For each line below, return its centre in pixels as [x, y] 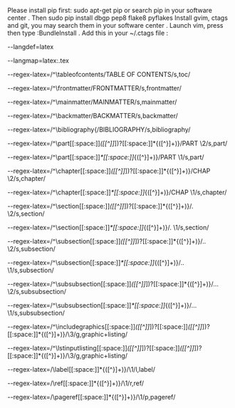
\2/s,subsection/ [31, 249]
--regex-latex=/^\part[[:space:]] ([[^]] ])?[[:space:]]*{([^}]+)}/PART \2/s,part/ [117, 143]
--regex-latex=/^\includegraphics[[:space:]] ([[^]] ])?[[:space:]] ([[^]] [105, 326]
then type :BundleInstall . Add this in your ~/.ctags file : [88, 33]
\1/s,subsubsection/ [36, 313]
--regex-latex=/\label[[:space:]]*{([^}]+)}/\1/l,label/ [81, 369]
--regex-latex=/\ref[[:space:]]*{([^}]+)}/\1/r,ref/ [76, 383]
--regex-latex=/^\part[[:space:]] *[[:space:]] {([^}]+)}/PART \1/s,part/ [106, 157]
